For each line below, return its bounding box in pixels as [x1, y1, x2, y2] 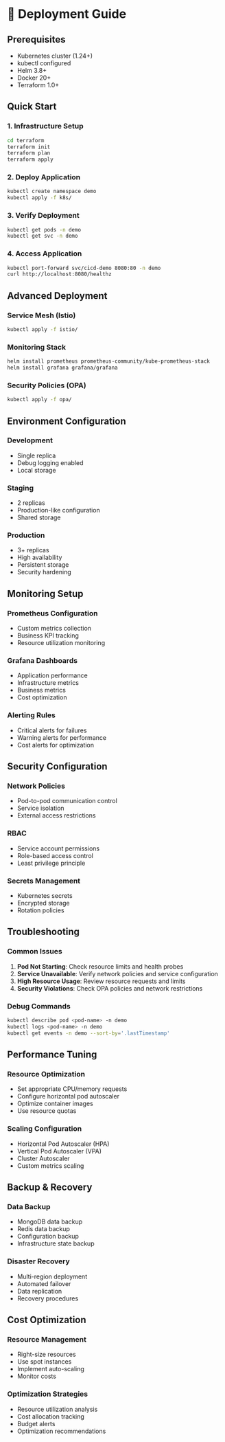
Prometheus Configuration [7, 608, 98, 618]
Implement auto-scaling [16, 1365, 84, 1373]
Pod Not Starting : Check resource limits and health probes [16, 962, 184, 971]
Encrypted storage [16, 899, 70, 907]
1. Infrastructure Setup [7, 122, 84, 131]
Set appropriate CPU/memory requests [16, 1085, 128, 1093]
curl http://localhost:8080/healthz [7, 271, 112, 278]
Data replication [16, 1287, 62, 1295]
